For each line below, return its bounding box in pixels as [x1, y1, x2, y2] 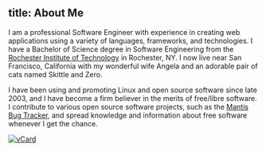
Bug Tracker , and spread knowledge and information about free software [8, 110, 248, 120]
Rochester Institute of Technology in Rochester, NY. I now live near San [8, 52, 242, 62]
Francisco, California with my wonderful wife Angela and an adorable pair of [8, 61, 258, 71]
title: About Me [8, 6, 84, 20]
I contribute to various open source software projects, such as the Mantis [8, 102, 249, 111]
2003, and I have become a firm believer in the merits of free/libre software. [8, 93, 257, 103]
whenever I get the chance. [8, 118, 98, 128]
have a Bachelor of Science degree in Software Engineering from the [8, 44, 234, 54]
